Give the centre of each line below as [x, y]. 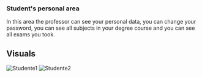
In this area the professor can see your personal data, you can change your [101, 22]
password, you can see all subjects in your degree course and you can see [101, 28]
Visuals [21, 54]
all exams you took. [31, 35]
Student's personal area [43, 8]
